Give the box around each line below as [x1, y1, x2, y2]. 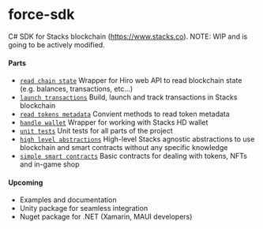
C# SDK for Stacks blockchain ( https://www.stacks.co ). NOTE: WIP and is [8, 32, 248, 41]
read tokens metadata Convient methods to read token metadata [19, 109, 231, 119]
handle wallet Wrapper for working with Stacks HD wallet [19, 118, 209, 127]
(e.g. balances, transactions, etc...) [19, 84, 133, 94]
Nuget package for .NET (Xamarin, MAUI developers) [19, 212, 193, 222]
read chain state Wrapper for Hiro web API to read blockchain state [19, 76, 242, 85]
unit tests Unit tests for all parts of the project [19, 126, 174, 136]
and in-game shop [19, 160, 80, 169]
